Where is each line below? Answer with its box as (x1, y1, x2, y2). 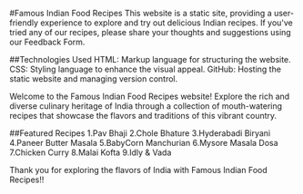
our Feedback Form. (9, 36, 86, 47)
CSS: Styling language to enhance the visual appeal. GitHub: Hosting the (9, 63, 282, 74)
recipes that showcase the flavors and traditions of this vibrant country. (9, 111, 278, 121)
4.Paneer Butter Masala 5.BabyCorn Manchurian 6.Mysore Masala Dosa (9, 138, 279, 148)
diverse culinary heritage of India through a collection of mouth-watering (9, 101, 283, 112)
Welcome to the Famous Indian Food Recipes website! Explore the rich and (9, 91, 290, 102)
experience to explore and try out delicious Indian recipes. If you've (40, 17, 294, 28)
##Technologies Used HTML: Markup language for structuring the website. (9, 54, 291, 64)
